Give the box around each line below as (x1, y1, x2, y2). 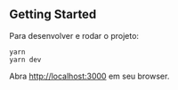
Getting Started (9, 7, 97, 22)
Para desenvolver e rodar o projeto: (9, 30, 140, 41)
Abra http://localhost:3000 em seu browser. (9, 71, 170, 81)
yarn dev (9, 55, 42, 64)
